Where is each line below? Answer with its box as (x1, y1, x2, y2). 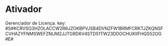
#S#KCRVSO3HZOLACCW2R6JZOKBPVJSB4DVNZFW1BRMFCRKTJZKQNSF (5, 25, 163, 31)
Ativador (5, 3, 42, 15)
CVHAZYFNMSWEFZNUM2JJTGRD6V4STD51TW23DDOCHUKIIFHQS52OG (5, 30, 162, 36)
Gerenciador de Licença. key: (5, 20, 66, 26)
